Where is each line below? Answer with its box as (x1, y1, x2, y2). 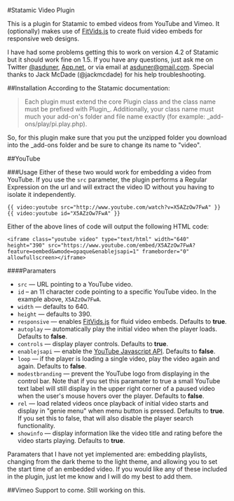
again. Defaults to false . (17, 362, 87, 370)
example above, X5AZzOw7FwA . (17, 295, 102, 303)
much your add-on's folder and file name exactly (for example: (24, 112, 205, 121)
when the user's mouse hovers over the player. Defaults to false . (17, 392, 205, 400)
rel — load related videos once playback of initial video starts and (17, 399, 209, 407)
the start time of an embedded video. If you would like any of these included (7, 465, 228, 473)
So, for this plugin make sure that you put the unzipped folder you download (7, 133, 227, 142)
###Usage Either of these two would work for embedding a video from (7, 168, 212, 176)
